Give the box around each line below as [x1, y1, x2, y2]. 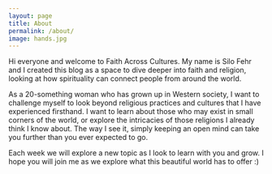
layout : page [8, 11, 53, 20]
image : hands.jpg [8, 34, 67, 43]
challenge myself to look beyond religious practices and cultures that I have [8, 98, 261, 108]
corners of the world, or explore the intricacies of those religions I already [8, 115, 255, 125]
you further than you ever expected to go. [8, 133, 149, 142]
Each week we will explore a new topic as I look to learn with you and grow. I [8, 148, 264, 158]
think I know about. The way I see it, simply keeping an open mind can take [8, 124, 260, 134]
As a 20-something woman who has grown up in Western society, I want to [8, 90, 260, 100]
